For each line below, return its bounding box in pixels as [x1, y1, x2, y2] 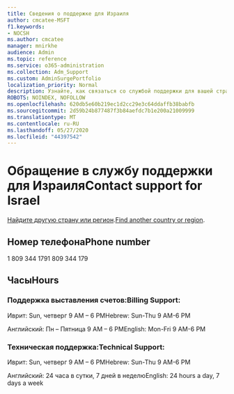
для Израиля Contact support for [7, 178, 203, 194]
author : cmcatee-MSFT [7, 17, 70, 24]
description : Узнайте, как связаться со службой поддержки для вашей [7, 88, 214, 95]
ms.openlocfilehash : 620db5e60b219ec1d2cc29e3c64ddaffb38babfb [7, 101, 195, 108]
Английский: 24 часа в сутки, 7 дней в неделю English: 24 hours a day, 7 [7, 371, 220, 379]
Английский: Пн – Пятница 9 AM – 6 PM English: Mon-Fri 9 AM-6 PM [7, 324, 206, 333]
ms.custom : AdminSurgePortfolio [7, 74, 101, 82]
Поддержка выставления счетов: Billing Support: [7, 295, 181, 305]
